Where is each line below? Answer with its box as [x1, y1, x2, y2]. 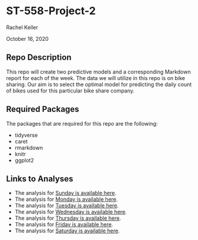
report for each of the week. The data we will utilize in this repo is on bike [6, 74, 186, 81]
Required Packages [6, 104, 79, 114]
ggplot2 [14, 156, 34, 164]
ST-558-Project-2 [6, 4, 96, 18]
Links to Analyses [6, 174, 74, 184]
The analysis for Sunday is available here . [14, 190, 117, 197]
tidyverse [14, 132, 38, 139]
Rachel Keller [6, 24, 39, 31]
